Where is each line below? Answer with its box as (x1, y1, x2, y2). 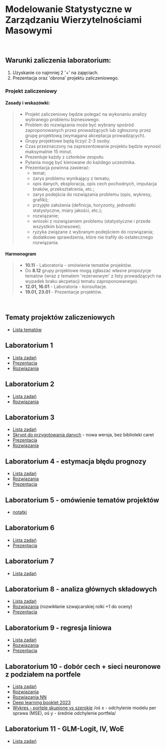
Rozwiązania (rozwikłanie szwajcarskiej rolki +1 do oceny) (12, 604, 133, 610)
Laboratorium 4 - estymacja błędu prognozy (5, 457, 147, 466)
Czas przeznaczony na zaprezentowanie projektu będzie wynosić (25, 143, 161, 149)
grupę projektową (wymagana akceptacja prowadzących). (25, 132, 146, 138)
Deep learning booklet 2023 (12, 700, 71, 706)
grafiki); (32, 196, 49, 202)
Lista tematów (12, 326, 42, 333)
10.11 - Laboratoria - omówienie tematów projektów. (25, 262, 132, 268)
